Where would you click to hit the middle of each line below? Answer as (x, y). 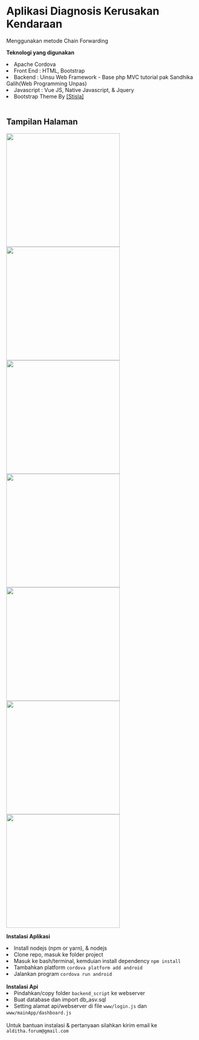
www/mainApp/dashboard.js (39, 1013)
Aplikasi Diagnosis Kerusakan (83, 11)
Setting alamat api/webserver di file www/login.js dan (80, 1005)
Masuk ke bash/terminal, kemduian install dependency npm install (98, 961)
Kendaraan (34, 24)
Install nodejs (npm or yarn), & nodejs (61, 948)
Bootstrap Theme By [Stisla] (49, 96)
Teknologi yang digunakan (40, 52)
